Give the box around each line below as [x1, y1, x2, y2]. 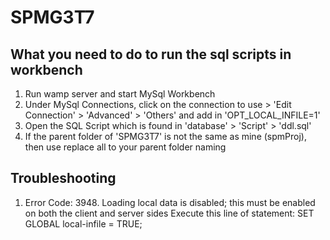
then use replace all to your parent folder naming [24, 141, 227, 153]
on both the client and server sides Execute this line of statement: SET [24, 207, 315, 219]
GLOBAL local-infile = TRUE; [24, 217, 143, 230]
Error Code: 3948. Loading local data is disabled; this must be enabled [24, 196, 316, 208]
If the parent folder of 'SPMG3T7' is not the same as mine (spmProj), [24, 131, 307, 142]
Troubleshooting [10, 170, 117, 187]
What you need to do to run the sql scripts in [10, 46, 292, 63]
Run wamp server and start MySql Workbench [24, 88, 216, 100]
